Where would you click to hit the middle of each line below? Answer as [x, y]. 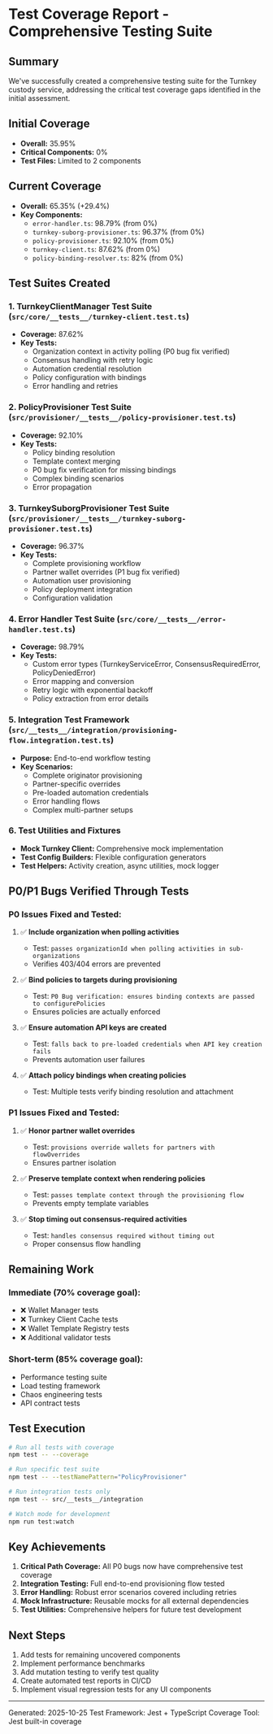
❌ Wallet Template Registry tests [75, 1329]
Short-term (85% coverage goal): [76, 1359]
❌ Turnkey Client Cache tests [69, 1319]
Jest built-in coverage [45, 1722]
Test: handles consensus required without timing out [123, 1235]
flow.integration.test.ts [60, 741]
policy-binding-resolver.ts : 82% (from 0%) [108, 258]
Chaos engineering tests [61, 1394]
